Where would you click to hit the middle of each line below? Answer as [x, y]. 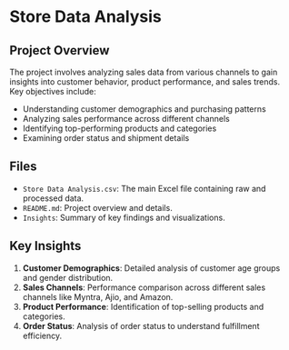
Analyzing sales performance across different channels [126, 119]
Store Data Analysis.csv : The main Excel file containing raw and [144, 188]
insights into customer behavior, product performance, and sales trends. [144, 82]
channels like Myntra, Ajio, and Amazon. [98, 296]
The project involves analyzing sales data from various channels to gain [144, 72]
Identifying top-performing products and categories [120, 128]
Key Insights [45, 246]
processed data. [53, 198]
